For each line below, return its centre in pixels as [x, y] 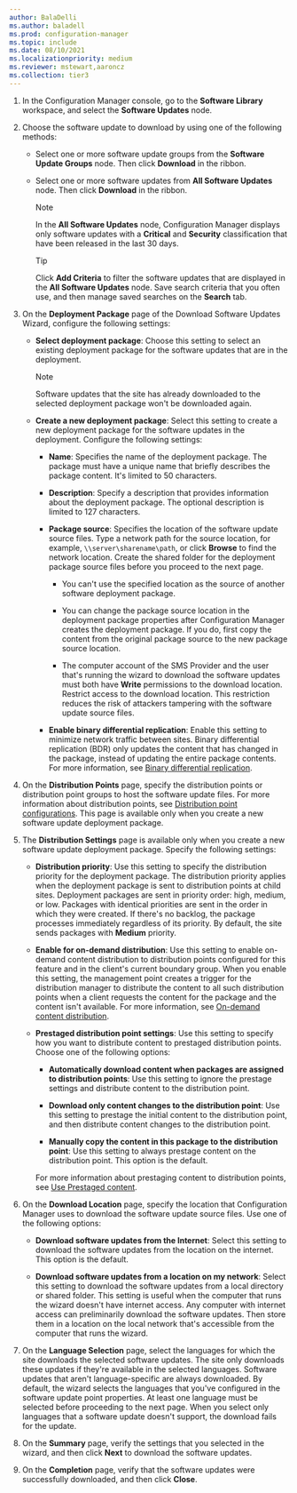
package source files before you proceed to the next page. [156, 566]
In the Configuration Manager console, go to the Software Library [142, 100]
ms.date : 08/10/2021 [47, 51]
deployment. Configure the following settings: [119, 439]
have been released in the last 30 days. [107, 243]
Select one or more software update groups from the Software [150, 154]
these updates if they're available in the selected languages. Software [149, 1369]
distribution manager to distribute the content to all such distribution [160, 987]
